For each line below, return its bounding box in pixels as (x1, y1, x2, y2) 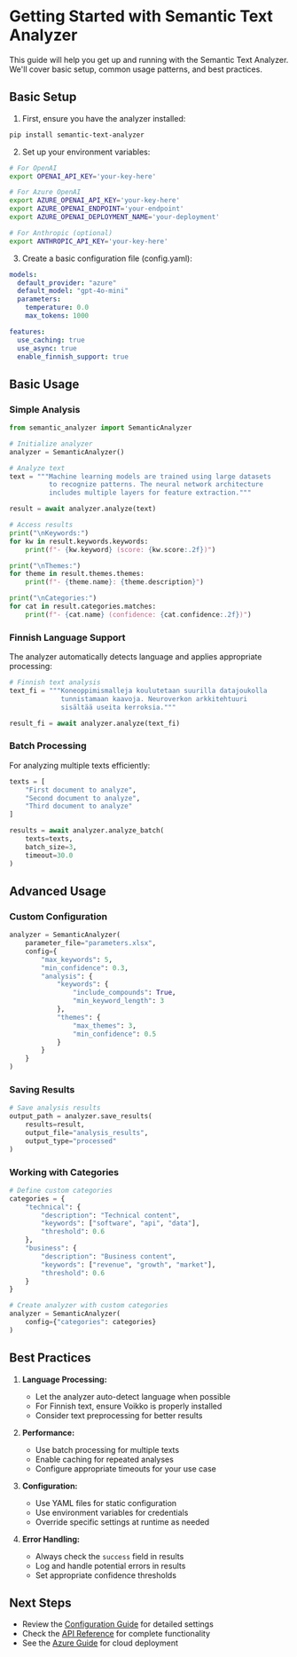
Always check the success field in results (35, 1550, 184, 1561)
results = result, (25, 1120, 86, 1129)
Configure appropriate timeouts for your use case (35, 1463, 217, 1474)
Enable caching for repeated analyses (35, 1454, 175, 1464)
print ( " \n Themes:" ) (9, 561, 82, 570)
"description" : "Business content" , (41, 1251, 176, 1261)
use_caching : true (17, 335, 86, 344)
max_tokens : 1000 (25, 312, 90, 320)
